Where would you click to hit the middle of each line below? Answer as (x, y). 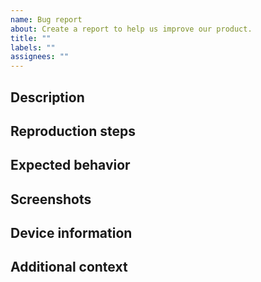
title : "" (31, 38)
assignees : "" (40, 57)
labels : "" (33, 47)
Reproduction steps (73, 131)
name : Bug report (46, 19)
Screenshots (51, 199)
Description (47, 97)
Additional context (69, 267)
